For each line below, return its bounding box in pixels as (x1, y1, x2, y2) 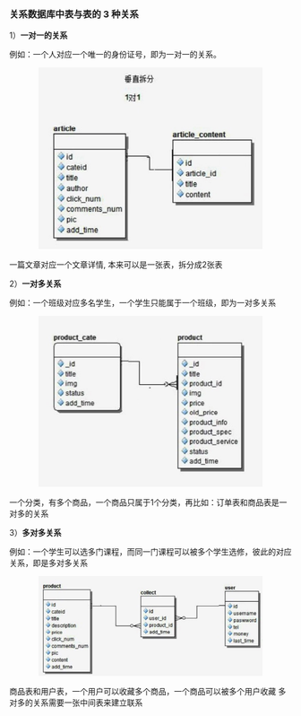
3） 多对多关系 (9, 528, 62, 538)
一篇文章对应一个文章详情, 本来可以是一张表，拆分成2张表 (9, 258, 223, 270)
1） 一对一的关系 (9, 30, 68, 41)
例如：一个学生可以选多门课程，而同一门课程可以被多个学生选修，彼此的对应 (9, 546, 292, 557)
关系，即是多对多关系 (9, 558, 88, 569)
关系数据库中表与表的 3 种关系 (9, 7, 139, 20)
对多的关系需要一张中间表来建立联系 (9, 697, 143, 708)
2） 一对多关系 (9, 278, 62, 289)
